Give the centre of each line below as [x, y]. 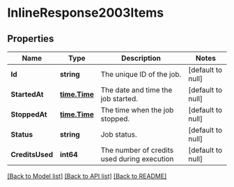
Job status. [119, 134]
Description [141, 58]
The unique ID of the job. [141, 74]
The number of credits [137, 150]
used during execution [137, 159]
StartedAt [27, 94]
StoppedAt [29, 114]
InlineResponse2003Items [86, 13]
